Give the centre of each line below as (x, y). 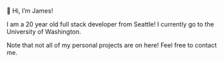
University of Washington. (44, 32)
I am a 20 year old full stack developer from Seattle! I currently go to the (110, 24)
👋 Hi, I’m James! (30, 11)
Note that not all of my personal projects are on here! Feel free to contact (112, 45)
